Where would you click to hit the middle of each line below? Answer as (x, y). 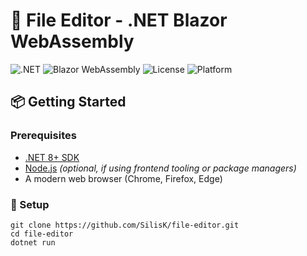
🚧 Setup (30, 204)
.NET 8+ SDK (52, 157)
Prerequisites (43, 136)
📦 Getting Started (68, 102)
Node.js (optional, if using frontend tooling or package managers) (160, 168)
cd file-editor (42, 234)
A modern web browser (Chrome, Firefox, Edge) (123, 178)
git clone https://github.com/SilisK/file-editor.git (125, 225)
